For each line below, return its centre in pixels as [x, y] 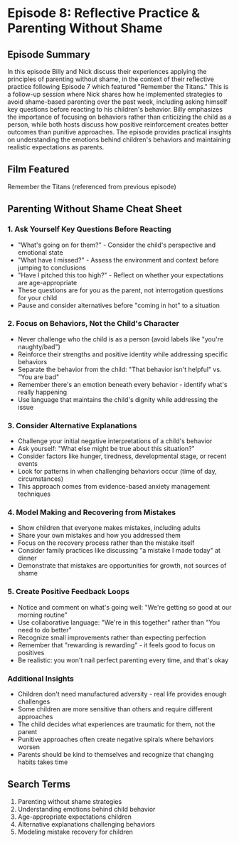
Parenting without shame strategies [70, 801]
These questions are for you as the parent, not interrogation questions [121, 290]
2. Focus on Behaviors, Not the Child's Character [93, 324]
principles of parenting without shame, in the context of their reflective [111, 79]
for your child [37, 297]
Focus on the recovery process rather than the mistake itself [106, 543]
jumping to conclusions [52, 267]
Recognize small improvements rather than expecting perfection [112, 637]
